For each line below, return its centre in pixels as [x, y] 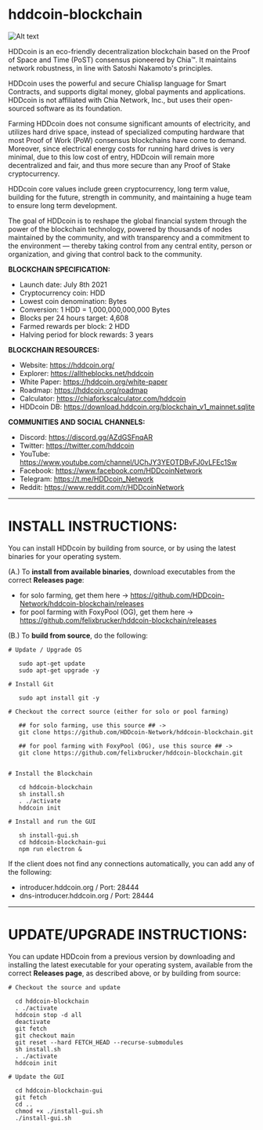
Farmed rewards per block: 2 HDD [75, 326]
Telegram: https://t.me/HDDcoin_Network [86, 479]
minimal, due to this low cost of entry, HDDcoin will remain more [112, 157]
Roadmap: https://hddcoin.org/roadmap [84, 389]
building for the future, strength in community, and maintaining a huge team [130, 197]
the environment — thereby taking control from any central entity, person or [130, 246]
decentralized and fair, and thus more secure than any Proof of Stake [119, 165]
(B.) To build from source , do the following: [78, 635]
